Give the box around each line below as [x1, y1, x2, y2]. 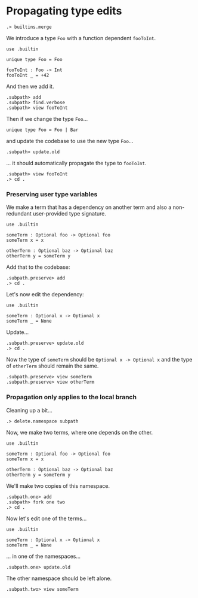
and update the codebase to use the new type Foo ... [6, 137, 134, 144]
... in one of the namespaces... [6, 553, 81, 560]
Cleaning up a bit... [6, 406, 52, 414]
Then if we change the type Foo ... [6, 115, 88, 122]
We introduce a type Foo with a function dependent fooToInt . [6, 34, 156, 41]
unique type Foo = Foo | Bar [6, 127, 79, 133]
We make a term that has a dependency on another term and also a [6, 204, 172, 211]
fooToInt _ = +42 [6, 72, 49, 78]
